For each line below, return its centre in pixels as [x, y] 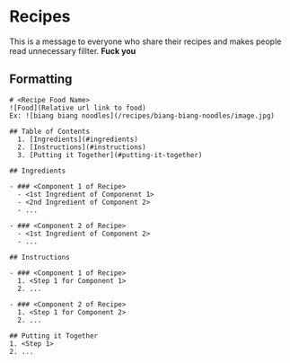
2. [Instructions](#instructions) [82, 147]
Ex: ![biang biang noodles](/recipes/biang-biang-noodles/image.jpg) [142, 115]
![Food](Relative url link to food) [78, 108]
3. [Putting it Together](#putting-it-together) [110, 155]
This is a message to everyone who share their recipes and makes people [145, 41]
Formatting [41, 80]
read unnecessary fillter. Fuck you [73, 50]
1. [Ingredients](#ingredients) [78, 139]
